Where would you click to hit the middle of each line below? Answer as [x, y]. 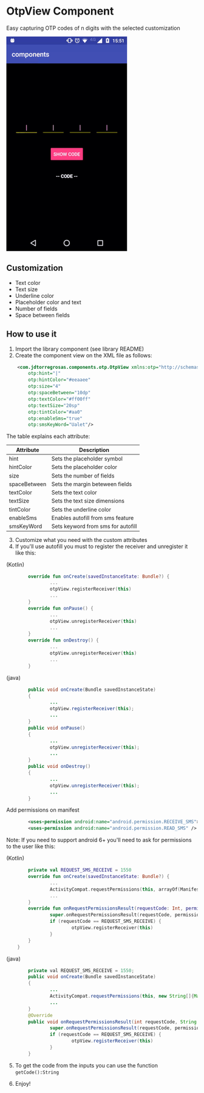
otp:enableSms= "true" [56, 418]
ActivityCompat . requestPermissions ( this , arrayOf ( [115, 889]
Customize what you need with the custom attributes [81, 540]
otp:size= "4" [45, 386]
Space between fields [42, 315]
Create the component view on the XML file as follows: [83, 355]
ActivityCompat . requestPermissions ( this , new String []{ [122, 996]
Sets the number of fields [83, 476]
